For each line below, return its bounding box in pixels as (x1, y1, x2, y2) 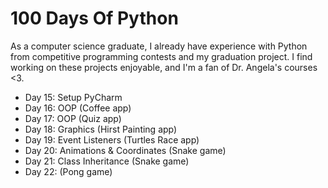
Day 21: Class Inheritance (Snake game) (24, 155, 190, 167)
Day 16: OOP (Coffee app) (24, 102, 132, 114)
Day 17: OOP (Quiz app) (24, 112, 122, 124)
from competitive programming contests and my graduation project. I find (10, 50, 313, 62)
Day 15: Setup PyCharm (24, 91, 123, 103)
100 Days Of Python (10, 7, 179, 30)
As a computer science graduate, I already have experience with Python (10, 40, 308, 52)
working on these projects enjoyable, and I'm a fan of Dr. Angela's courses (10, 61, 318, 73)
